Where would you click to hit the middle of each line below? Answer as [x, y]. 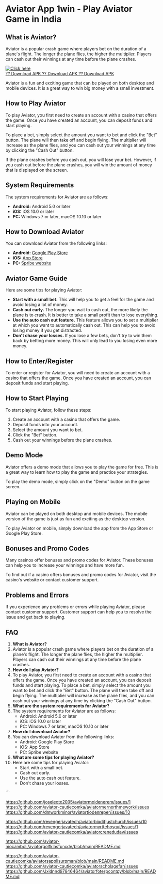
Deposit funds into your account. [45, 424]
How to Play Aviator [36, 104]
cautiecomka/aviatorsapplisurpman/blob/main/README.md [65, 861]
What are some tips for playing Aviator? [53, 757]
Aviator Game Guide [36, 278]
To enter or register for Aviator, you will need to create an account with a [78, 373]
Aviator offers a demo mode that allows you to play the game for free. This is [82, 467]
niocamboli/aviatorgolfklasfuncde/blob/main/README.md [63, 846]
